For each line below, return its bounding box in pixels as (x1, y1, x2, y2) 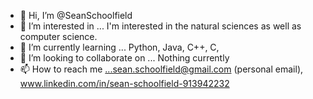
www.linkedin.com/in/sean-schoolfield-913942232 (19, 78, 230, 89)
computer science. (19, 31, 98, 42)
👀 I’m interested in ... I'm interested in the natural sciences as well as (19, 20, 302, 32)
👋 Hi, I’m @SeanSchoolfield (19, 10, 133, 21)
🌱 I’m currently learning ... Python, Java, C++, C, (19, 41, 220, 53)
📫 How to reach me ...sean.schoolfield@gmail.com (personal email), (19, 63, 304, 75)
